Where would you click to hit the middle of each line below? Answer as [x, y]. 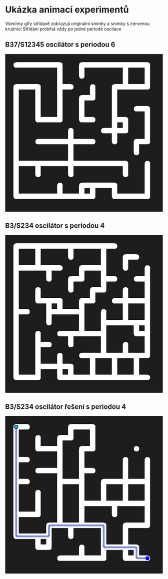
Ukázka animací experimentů [67, 10]
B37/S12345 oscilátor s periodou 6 [60, 45]
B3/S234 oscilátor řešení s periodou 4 [66, 407]
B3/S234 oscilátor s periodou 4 [55, 226]
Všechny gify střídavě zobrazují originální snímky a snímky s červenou [77, 24]
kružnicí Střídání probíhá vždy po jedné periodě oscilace [63, 29]
